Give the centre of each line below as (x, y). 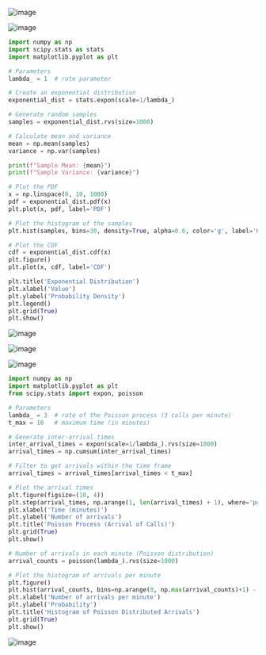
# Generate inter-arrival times (61, 437)
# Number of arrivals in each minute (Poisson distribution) (111, 553)
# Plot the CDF (33, 245)
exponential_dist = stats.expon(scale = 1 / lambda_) (92, 100)
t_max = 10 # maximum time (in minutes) (79, 423)
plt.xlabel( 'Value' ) (42, 289)
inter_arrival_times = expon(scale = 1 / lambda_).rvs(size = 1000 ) (113, 444)
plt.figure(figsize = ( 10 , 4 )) (56, 495)
